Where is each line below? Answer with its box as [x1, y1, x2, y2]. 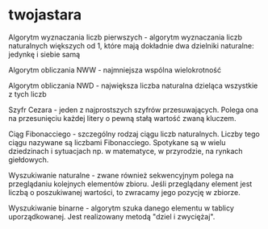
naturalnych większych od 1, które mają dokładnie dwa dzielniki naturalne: [8, 40, 254, 50]
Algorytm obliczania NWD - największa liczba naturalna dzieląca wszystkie [8, 81, 258, 90]
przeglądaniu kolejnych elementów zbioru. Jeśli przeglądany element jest [8, 179, 253, 189]
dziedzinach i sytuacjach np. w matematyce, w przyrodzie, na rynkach [8, 146, 244, 156]
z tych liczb [8, 89, 47, 98]
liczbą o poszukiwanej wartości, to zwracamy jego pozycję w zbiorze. [8, 187, 241, 197]
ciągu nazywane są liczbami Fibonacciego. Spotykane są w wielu [8, 137, 226, 147]
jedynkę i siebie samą [8, 49, 81, 59]
